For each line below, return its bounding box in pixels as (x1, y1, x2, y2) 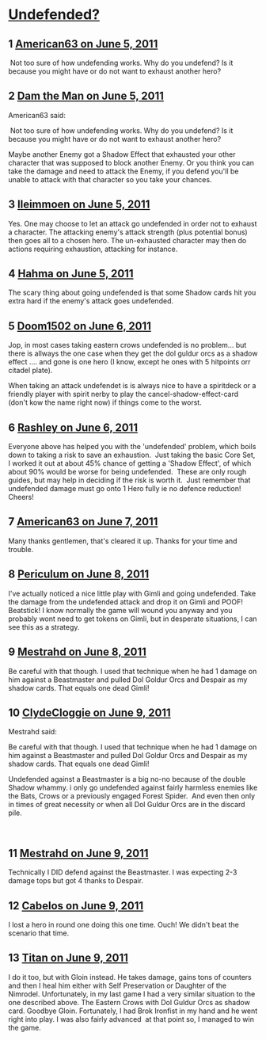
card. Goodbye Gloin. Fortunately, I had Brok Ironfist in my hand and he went (8, 1006, 258, 1015)
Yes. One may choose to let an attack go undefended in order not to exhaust (8, 219, 257, 228)
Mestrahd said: (8, 727, 57, 737)
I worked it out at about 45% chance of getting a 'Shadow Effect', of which (8, 459, 252, 468)
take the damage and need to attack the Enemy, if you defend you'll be (8, 166, 239, 176)
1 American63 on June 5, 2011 (8, 37, 158, 51)
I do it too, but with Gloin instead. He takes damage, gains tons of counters (8, 972, 252, 981)
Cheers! (8, 493, 34, 502)
